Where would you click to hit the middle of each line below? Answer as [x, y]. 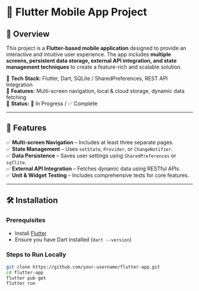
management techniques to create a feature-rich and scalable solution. [94, 67]
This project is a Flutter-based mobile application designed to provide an [96, 48]
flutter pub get [26, 278]
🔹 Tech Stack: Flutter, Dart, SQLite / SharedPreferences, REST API [87, 78]
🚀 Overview [28, 34]
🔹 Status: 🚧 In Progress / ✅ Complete [52, 104]
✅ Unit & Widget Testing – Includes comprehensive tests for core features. [98, 175]
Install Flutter [31, 233]
